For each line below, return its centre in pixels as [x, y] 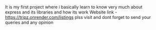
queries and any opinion [29, 22]
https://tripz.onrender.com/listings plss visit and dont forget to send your [78, 17]
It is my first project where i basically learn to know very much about [74, 7]
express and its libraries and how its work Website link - [61, 12]
